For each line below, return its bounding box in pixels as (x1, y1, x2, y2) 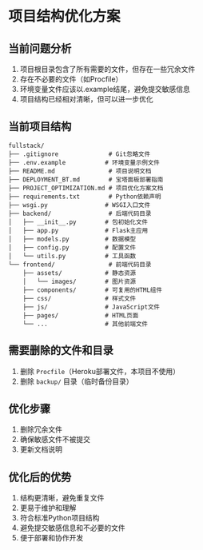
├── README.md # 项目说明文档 (8, 167, 152, 175)
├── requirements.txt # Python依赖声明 (8, 193, 161, 201)
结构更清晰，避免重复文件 (19, 493, 105, 503)
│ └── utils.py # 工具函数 (8, 252, 137, 260)
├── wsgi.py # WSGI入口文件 (8, 201, 150, 209)
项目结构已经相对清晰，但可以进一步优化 (19, 94, 153, 104)
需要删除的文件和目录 (8, 344, 113, 357)
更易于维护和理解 (19, 503, 77, 512)
